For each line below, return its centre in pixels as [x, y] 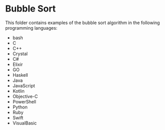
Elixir [18, 64]
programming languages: [31, 28]
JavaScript [24, 85]
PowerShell [24, 101]
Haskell [20, 75]
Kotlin [18, 91]
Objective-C [25, 96]
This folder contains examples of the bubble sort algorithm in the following [82, 23]
